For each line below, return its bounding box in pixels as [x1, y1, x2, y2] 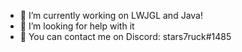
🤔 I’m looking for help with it [19, 20, 135, 32]
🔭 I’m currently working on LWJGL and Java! [19, 10, 203, 21]
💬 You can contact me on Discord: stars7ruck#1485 [19, 31, 232, 42]
